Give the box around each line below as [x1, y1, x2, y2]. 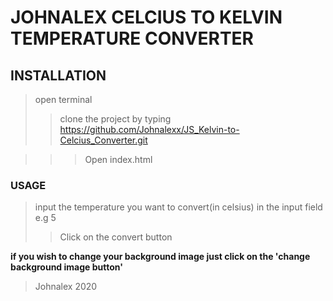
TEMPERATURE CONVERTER [10, 27, 254, 50]
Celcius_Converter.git [59, 134, 148, 146]
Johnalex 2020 [34, 281, 98, 293]
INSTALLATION [10, 67, 107, 84]
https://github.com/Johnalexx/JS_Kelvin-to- [59, 124, 240, 135]
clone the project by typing [59, 113, 172, 125]
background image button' [10, 261, 123, 273]
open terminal [34, 94, 93, 105]
